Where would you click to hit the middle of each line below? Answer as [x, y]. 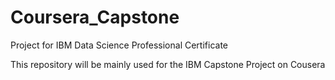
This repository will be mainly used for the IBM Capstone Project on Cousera [168, 64]
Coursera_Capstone [95, 17]
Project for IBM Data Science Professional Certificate [119, 45]
